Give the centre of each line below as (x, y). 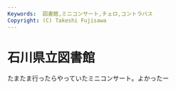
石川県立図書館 (51, 58)
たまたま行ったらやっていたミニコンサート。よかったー (88, 78)
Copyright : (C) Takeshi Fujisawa (57, 20)
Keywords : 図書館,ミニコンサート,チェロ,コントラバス (80, 14)
